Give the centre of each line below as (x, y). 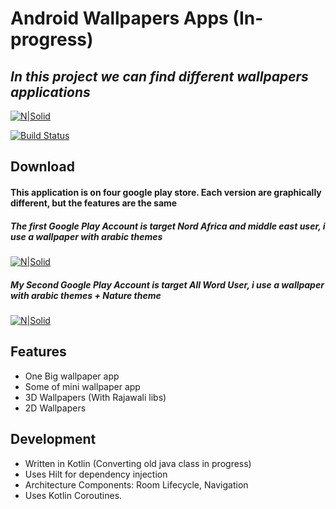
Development (53, 439)
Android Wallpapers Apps (119, 18)
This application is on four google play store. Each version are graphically (166, 192)
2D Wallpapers (55, 408)
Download (42, 167)
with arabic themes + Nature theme (86, 295)
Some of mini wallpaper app (82, 386)
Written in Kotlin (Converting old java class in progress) (138, 463)
